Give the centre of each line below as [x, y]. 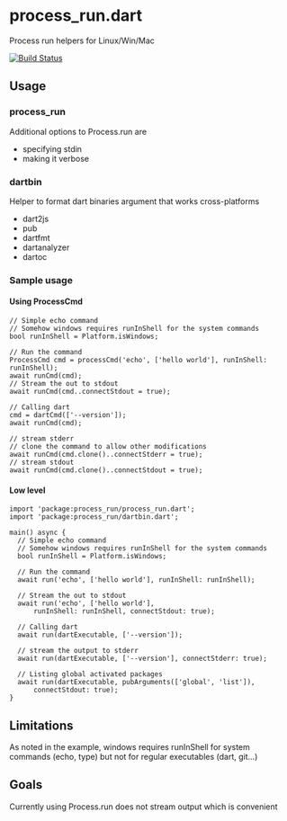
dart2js [36, 219]
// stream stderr [42, 439]
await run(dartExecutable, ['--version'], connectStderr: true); [143, 659]
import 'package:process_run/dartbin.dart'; [94, 517]
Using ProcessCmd [46, 301]
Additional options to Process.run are [78, 131]
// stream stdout [42, 463]
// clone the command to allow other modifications [108, 447]
